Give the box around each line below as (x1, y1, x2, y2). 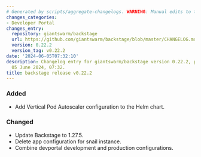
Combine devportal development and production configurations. (14, 144, 173, 151)
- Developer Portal (6, 20, 55, 26)
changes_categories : (6, 14, 58, 20)
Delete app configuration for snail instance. (14, 138, 121, 145)
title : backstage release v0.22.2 (6, 70, 93, 76)
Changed (6, 118, 34, 126)
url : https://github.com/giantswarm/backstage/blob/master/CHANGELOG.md (11, 36, 197, 42)
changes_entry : (6, 25, 44, 32)
